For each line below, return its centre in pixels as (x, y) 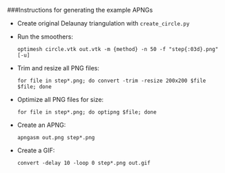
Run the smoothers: (45, 37)
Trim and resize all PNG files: (58, 68)
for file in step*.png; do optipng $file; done (87, 112)
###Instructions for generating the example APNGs (80, 10)
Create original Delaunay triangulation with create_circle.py (103, 23)
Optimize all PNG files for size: (60, 100)
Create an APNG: (41, 125)
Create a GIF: (36, 150)
